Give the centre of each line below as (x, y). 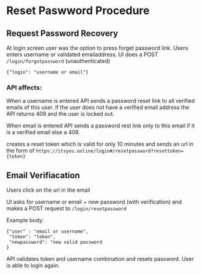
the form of (20, 151)
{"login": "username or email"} (47, 72)
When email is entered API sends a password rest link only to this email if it (100, 126)
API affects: (24, 88)
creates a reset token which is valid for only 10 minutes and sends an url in (100, 144)
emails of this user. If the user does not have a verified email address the (98, 107)
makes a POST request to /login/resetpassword (67, 208)
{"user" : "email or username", (47, 232)
